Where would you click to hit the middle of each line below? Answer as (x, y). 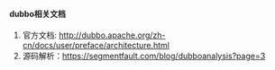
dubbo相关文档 (37, 13)
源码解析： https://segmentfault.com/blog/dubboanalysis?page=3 (144, 56)
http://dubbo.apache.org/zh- (112, 35)
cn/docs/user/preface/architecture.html (96, 46)
